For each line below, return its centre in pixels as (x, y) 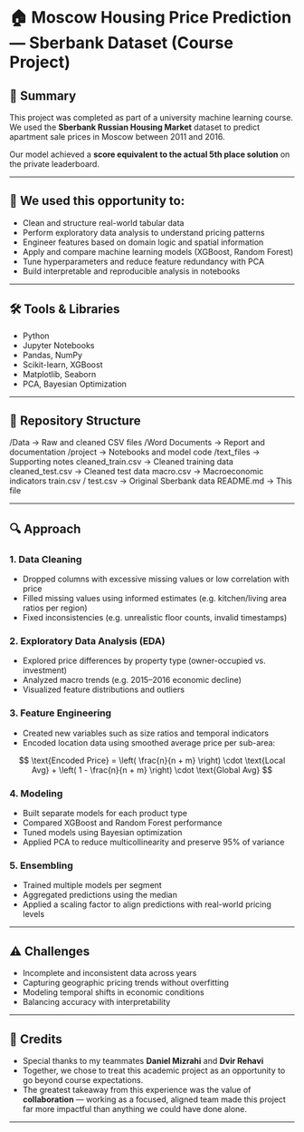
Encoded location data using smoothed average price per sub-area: (149, 742)
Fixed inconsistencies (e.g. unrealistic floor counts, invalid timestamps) (155, 618)
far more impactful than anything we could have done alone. (134, 1108)
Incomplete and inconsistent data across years (109, 973)
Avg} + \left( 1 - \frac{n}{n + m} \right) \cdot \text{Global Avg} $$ (152, 770)
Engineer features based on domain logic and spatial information (143, 242)
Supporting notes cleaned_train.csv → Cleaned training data (121, 462)
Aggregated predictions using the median (100, 895)
